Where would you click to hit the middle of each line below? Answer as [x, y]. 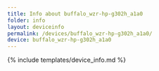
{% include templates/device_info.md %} [67, 60]
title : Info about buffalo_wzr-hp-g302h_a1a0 [75, 14]
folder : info [26, 20]
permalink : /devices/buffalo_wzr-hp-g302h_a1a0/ [80, 33]
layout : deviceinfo [36, 27]
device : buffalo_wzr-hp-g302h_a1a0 [59, 40]
